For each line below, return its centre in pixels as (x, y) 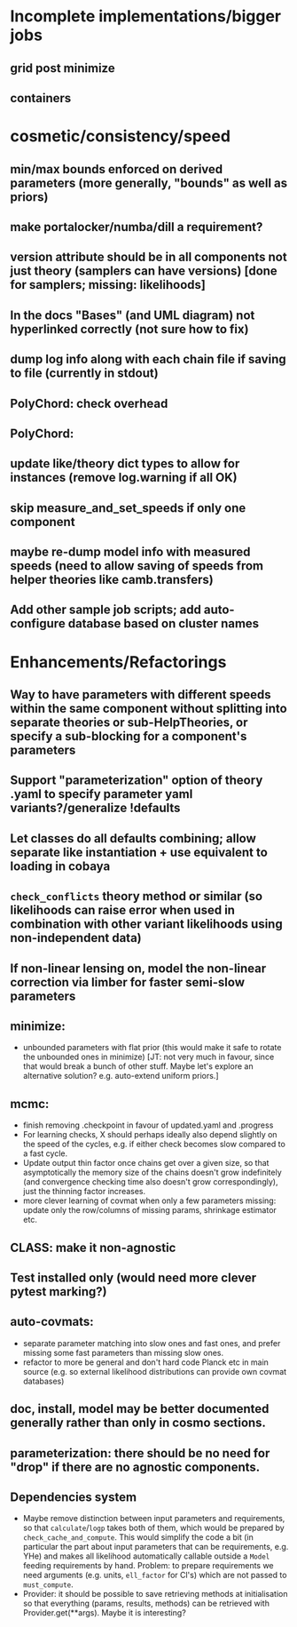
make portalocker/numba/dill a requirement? (137, 227)
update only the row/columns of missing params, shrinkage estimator (150, 1210)
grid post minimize (63, 68)
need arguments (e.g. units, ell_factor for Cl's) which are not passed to (155, 1575)
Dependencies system (73, 1497)
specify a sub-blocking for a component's (129, 736)
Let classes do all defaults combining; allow (133, 838)
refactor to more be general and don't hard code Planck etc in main (146, 1362)
